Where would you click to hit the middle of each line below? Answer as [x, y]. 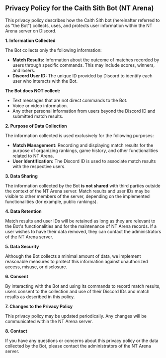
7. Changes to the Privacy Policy [39, 306]
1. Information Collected [30, 40]
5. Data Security [22, 246]
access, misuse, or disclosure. [36, 267]
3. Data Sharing [22, 176]
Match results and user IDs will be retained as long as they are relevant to [80, 221]
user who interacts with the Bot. [45, 81]
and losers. [24, 70]
